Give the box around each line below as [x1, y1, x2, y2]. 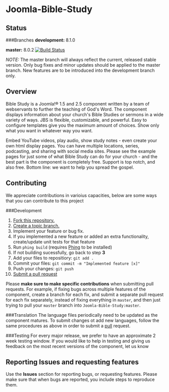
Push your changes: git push [13, 265, 74, 271]
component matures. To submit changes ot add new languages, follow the [6, 317, 159, 323]
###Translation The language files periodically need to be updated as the [6, 312, 158, 318]
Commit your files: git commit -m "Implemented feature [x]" [13, 260, 140, 266]
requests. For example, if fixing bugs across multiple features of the [6, 286, 146, 292]
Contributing [6, 179, 47, 187]
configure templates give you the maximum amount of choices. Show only [6, 122, 160, 128]
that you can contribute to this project [6, 198, 84, 204]
